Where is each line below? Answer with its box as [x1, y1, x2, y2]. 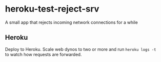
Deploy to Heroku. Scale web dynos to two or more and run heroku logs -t [5, 46, 156, 52]
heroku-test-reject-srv [5, 3, 100, 15]
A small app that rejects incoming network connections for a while [5, 19, 138, 25]
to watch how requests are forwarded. [5, 51, 82, 57]
